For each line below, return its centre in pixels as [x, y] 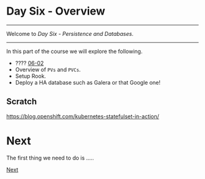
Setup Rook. [31, 76]
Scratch [22, 102]
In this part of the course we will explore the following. [74, 51]
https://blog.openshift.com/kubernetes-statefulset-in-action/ [83, 116]
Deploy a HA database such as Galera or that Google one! [88, 82]
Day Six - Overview [56, 11]
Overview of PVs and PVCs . [48, 69]
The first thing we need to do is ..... [50, 158]
